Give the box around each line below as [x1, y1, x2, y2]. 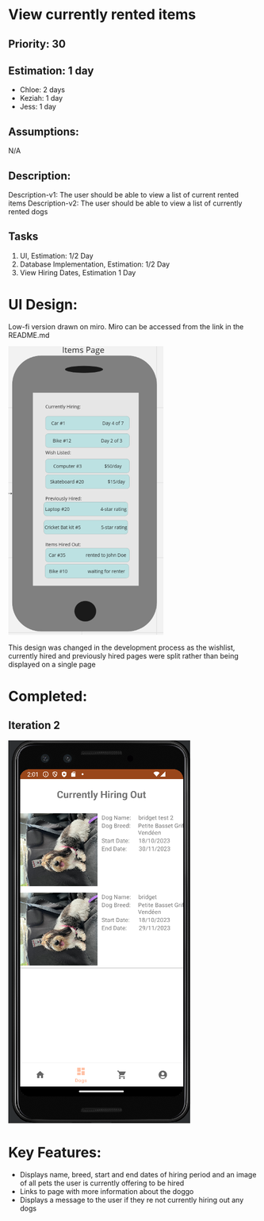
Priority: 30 [8, 37, 66, 51]
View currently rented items [8, 6, 197, 24]
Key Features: [8, 1143, 101, 1161]
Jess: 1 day [19, 102, 57, 112]
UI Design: [8, 296, 78, 314]
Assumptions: [8, 125, 79, 138]
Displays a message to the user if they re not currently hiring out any [19, 1195, 244, 1204]
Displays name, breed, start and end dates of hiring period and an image [19, 1169, 257, 1179]
